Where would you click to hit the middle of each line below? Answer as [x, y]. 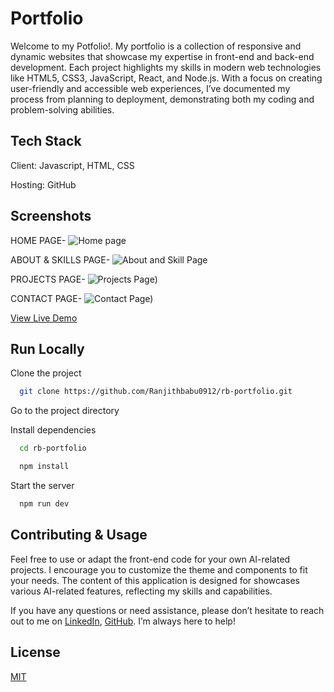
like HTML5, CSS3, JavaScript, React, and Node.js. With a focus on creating [166, 78]
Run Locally [47, 348]
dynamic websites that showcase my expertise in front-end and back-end [162, 56]
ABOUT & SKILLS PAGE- [60, 259]
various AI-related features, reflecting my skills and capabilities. [141, 591]
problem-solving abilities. [62, 109]
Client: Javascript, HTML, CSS [72, 165]
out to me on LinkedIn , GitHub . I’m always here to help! [123, 621]
